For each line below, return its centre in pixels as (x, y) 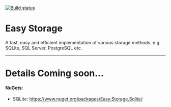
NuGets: (14, 88)
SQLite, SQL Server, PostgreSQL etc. (44, 48)
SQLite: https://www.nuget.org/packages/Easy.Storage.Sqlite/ (78, 99)
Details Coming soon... (55, 73)
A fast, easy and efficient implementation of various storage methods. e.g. (83, 42)
